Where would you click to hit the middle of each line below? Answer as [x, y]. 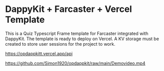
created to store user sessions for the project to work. [60, 44]
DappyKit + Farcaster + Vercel [69, 9]
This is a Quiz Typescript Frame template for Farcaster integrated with [77, 33]
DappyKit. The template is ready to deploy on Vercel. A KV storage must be [82, 39]
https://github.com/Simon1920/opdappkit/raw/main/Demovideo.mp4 [75, 63]
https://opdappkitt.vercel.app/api [39, 54]
